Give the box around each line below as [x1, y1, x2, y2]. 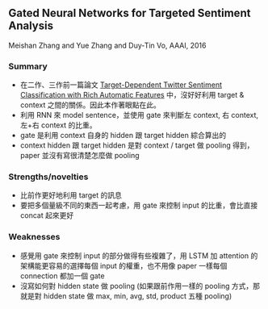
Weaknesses [8, 232, 61, 243]
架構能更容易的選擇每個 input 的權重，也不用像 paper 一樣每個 [19, 261, 228, 270]
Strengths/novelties [8, 171, 89, 182]
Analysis [8, 19, 54, 33]
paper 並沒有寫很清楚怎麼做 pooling [19, 151, 140, 161]
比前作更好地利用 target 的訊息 [19, 190, 123, 200]
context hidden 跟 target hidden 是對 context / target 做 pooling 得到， [19, 140, 254, 150]
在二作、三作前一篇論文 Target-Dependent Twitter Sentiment [19, 80, 223, 90]
